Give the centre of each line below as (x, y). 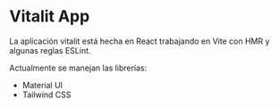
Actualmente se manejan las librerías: (78, 68)
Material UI (42, 85)
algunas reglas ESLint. (50, 50)
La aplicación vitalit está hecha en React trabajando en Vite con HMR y (139, 41)
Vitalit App (50, 16)
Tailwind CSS (46, 95)
